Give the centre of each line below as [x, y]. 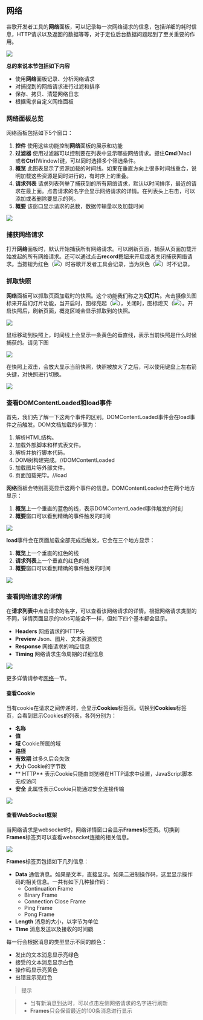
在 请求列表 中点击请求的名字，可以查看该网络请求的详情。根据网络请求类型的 [101, 611]
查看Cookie [21, 693]
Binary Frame [40, 895]
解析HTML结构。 [36, 437]
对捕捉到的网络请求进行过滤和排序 [57, 86]
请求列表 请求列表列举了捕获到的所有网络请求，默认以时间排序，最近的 [103, 184]
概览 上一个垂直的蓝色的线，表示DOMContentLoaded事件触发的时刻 [99, 508]
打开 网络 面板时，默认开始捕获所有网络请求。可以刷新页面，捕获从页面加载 [99, 249]
